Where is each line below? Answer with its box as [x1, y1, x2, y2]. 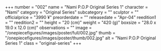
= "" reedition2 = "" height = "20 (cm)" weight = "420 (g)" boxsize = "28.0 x [5, 19, 156, 25]
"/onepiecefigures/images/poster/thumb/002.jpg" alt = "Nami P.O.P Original [5, 35, 156, 41]
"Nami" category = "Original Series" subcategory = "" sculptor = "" [5, 9, 139, 15]
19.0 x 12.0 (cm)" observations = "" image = [5, 25, 92, 31]
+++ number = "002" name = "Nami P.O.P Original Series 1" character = [5, 4, 148, 10]
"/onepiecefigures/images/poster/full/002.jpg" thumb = [5, 30, 116, 35]
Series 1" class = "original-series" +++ [5, 40, 82, 46]
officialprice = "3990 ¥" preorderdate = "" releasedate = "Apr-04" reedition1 [5, 15, 156, 20]
